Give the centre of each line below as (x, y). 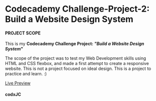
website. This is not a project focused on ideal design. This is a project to (78, 68)
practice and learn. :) (26, 74)
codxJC (13, 94)
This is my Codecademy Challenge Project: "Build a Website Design (75, 44)
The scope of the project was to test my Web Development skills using (76, 58)
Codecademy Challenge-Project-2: (77, 9)
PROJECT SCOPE (23, 33)
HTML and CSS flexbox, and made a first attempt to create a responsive (77, 64)
